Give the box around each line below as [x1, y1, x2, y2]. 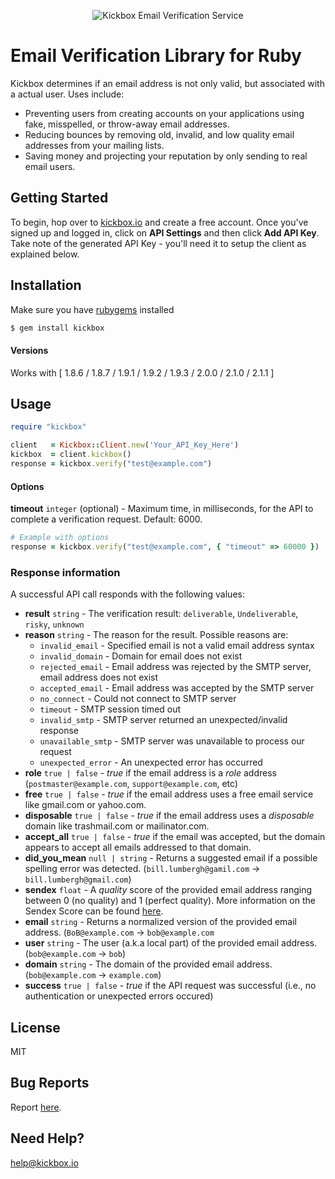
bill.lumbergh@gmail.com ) [24, 873, 132, 885]
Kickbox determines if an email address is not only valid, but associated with [10, 77, 325, 89]
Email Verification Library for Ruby [10, 45, 302, 67]
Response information [10, 565, 121, 579]
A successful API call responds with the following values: [10, 588, 245, 600]
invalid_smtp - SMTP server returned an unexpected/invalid [39, 714, 288, 726]
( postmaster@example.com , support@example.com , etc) [24, 778, 238, 790]
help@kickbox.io [10, 1156, 79, 1169]
